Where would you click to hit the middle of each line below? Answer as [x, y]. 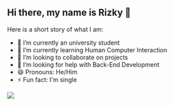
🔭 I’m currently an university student [68, 43]
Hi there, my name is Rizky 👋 [69, 13]
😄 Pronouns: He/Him [47, 72]
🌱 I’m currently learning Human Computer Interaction [92, 50]
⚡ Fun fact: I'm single [47, 79]
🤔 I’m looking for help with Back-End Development [88, 64]
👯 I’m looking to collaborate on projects [73, 57]
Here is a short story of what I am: [55, 29]
